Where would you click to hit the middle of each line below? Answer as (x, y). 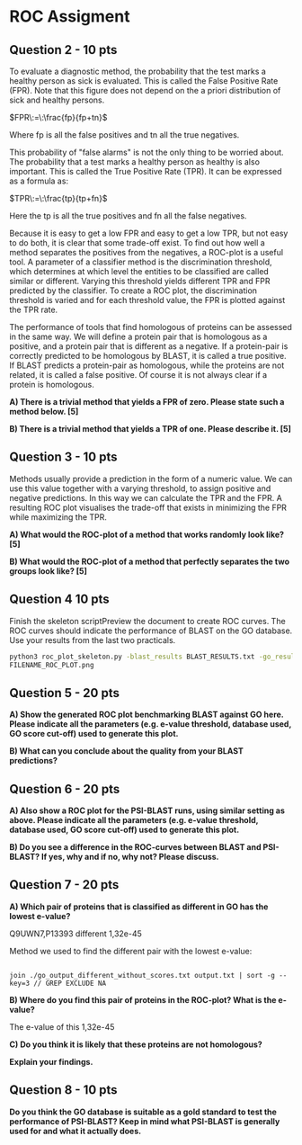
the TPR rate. (34, 309)
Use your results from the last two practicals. (93, 640)
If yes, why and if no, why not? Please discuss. (130, 857)
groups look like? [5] (49, 571)
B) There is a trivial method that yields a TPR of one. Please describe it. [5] (151, 429)
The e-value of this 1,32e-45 (62, 1026)
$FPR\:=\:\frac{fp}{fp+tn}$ (58, 117)
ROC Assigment (70, 17)
